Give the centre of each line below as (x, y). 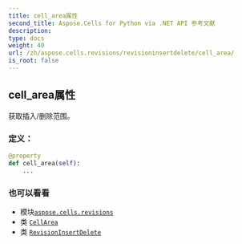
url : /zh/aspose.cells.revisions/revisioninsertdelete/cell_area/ (121, 53)
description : (30, 31)
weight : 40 (26, 46)
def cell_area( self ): (44, 163)
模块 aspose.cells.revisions (67, 211)
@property (25, 156)
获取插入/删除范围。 (41, 116)
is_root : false (34, 61)
